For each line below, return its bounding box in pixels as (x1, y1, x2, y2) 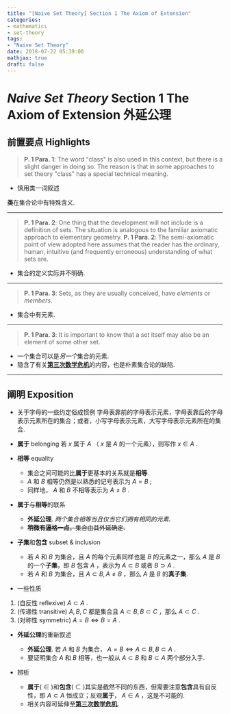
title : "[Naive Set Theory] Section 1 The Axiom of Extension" (7, 10, 192, 17)
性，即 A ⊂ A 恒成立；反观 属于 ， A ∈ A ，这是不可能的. (27, 691, 185, 700)
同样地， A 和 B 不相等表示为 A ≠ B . (27, 486, 130, 494)
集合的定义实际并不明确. (16, 268, 86, 277)
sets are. (23, 255, 49, 263)
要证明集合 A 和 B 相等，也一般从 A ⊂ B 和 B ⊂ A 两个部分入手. (27, 654, 205, 662)
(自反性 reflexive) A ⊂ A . (16, 599, 88, 607)
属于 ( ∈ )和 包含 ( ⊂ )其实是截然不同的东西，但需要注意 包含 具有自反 (27, 683, 217, 691)
